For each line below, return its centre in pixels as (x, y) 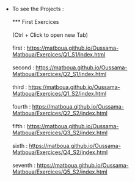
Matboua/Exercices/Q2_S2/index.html (60, 113)
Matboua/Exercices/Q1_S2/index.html (59, 94)
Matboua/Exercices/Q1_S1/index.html (59, 54)
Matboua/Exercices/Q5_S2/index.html (60, 172)
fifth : (19, 126)
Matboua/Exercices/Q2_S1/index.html (59, 74)
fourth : (21, 106)
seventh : (24, 165)
